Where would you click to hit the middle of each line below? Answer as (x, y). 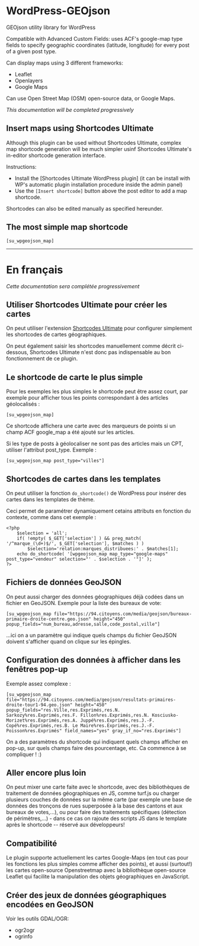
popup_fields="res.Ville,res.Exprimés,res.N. (63, 710)
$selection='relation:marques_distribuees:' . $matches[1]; (103, 549)
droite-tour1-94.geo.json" (39, 705)
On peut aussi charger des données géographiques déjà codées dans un (95, 597)
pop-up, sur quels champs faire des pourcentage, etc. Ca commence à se (96, 748)
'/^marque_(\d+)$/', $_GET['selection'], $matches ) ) (75, 543)
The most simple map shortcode (67, 227)
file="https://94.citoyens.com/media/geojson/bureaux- (123, 614)
